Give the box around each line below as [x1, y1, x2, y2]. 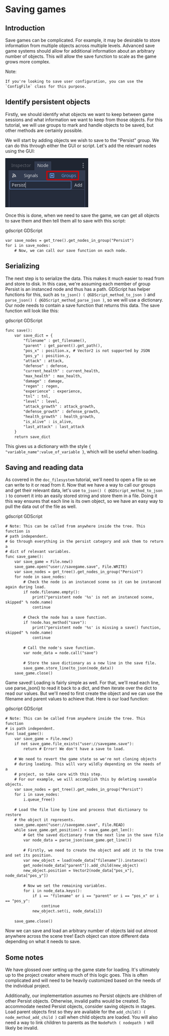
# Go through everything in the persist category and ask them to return [5, 539, 164, 544]
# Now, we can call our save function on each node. [14, 248, 128, 253]
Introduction [5, 24, 45, 32]
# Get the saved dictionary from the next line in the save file [23, 833, 164, 838]
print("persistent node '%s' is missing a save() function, [32, 625, 161, 631]
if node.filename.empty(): [23, 589, 80, 595]
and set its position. [5, 853, 53, 858]
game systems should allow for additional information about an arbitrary [5, 48, 155, 54]
